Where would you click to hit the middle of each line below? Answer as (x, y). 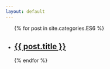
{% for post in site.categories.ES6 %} (59, 28)
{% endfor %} (31, 61)
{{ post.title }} (40, 46)
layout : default (25, 11)
